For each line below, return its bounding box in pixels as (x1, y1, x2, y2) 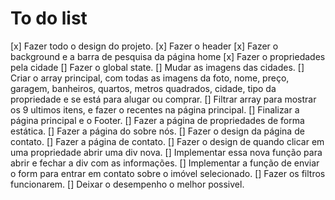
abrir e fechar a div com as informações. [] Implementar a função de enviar (10, 157, 320, 169)
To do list (10, 7, 88, 30)
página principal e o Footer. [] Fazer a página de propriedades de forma (10, 114, 305, 126)
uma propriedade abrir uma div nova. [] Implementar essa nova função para (10, 146, 323, 158)
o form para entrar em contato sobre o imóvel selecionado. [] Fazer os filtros (10, 167, 326, 179)
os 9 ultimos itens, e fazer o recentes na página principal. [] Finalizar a (10, 103, 300, 116)
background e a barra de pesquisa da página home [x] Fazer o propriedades (10, 50, 326, 62)
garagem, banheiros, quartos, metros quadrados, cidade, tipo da (10, 82, 277, 94)
